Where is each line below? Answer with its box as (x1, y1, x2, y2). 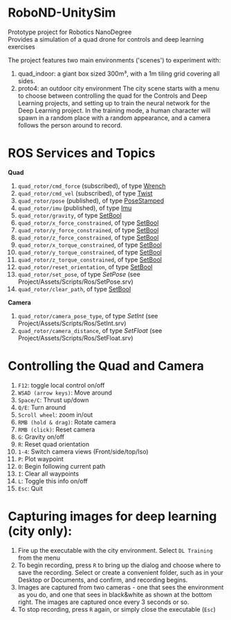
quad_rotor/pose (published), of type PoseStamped (17, 196, 165, 205)
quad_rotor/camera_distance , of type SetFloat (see (17, 326, 163, 334)
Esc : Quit (17, 484, 44, 492)
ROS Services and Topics (8, 146, 156, 161)
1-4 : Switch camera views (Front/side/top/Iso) (17, 447, 149, 456)
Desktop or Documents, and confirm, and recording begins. (17, 576, 188, 584)
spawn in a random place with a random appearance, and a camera (17, 113, 211, 122)
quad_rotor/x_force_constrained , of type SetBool (17, 218, 159, 227)
